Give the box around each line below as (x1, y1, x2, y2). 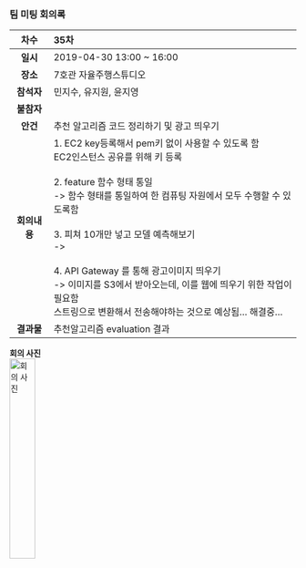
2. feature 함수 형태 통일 (53, 176, 153, 189)
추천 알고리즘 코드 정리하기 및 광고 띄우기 (53, 120, 220, 133)
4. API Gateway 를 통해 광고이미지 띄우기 (53, 264, 221, 277)
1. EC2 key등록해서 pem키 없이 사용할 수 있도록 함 (53, 137, 260, 150)
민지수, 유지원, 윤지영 (53, 86, 139, 98)
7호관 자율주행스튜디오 (53, 68, 147, 81)
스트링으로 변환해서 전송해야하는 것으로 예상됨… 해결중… (53, 305, 283, 318)
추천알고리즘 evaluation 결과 (53, 323, 170, 336)
